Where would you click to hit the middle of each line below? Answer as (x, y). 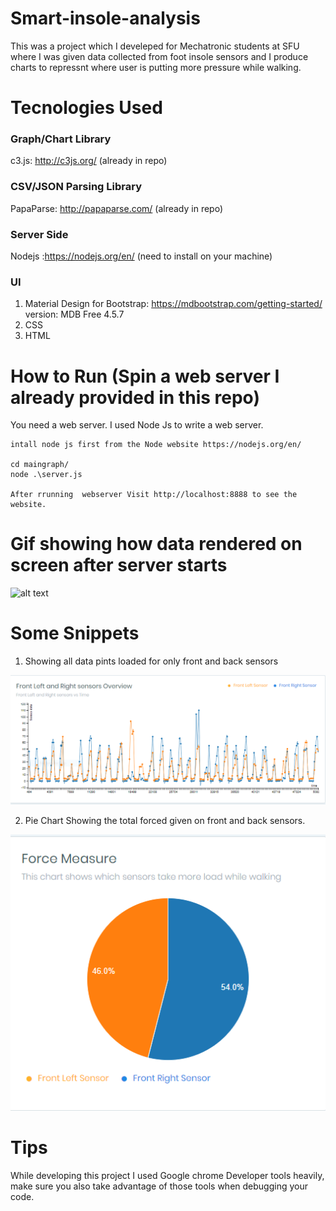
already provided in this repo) (135, 397)
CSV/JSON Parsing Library (76, 187)
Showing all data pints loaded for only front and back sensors (151, 661)
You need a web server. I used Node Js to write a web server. (137, 425)
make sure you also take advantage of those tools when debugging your (159, 1186)
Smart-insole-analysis (105, 18)
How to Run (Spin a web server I (145, 376)
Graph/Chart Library (61, 139)
